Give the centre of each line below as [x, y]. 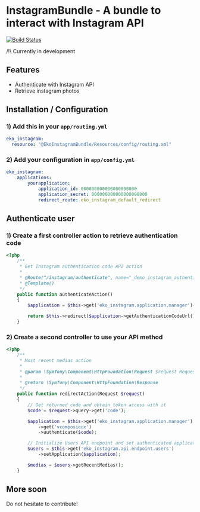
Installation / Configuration [57, 110]
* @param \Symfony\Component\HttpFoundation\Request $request [98, 372]
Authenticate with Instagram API [54, 84]
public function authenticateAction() [65, 294]
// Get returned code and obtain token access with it [97, 405]
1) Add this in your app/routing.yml [57, 127]
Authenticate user [41, 219]
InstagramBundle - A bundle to [84, 10]
